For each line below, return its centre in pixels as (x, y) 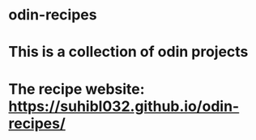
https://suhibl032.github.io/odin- (124, 106)
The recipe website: (77, 89)
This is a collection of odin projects (128, 52)
